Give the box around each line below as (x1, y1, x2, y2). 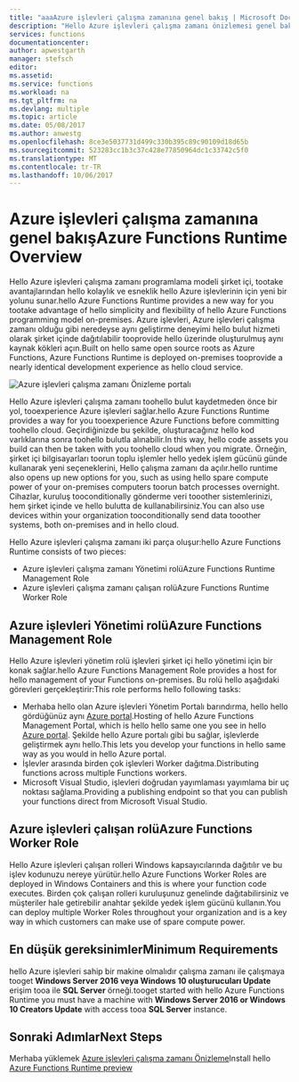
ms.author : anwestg (9, 129, 82, 138)
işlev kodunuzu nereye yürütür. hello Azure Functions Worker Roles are (9, 869, 267, 880)
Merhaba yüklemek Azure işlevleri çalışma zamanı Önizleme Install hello (9, 1053, 271, 1064)
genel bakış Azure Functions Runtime (9, 228, 287, 248)
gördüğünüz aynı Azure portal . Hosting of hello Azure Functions (21, 711, 255, 721)
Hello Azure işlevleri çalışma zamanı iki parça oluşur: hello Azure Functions (9, 537, 282, 548)
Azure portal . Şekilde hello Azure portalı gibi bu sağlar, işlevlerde (21, 730, 260, 740)
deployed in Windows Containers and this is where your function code (9, 878, 267, 888)
